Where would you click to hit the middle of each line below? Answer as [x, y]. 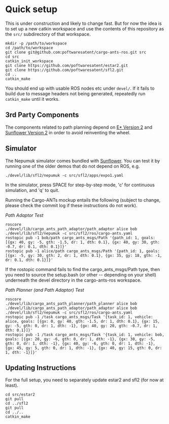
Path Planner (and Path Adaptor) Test [45, 290]
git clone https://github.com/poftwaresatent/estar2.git [67, 65]
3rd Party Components [42, 115]
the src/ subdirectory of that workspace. [48, 34]
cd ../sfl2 [17, 404]
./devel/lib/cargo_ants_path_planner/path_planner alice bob [71, 303]
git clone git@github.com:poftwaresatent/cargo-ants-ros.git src [76, 52]
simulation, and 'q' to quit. [32, 190]
